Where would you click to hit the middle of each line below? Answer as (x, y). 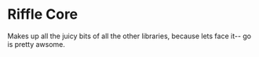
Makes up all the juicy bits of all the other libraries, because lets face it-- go (129, 36)
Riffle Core (43, 14)
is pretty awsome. (36, 44)
